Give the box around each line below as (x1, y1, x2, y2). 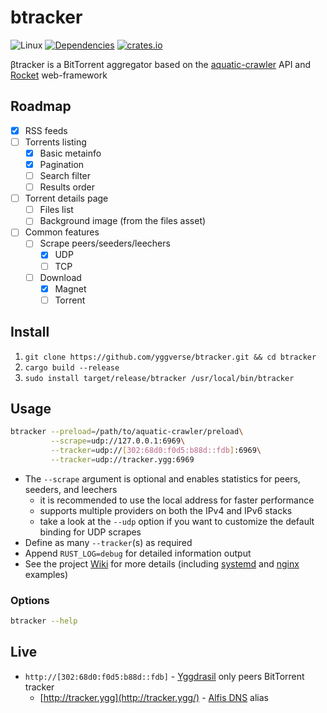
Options (10, 593, 50, 607)
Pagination (39, 158, 85, 170)
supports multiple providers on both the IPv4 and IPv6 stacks (39, 504, 293, 516)
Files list (39, 204, 74, 216)
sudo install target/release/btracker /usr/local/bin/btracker (24, 373, 295, 383)
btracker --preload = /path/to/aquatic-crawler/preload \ (10, 427, 244, 437)
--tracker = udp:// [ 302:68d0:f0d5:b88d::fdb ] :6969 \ (50, 446, 262, 456)
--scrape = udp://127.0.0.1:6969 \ (50, 436, 186, 446)
